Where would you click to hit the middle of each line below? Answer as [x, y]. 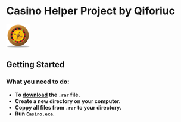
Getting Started [35, 65]
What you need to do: [38, 82]
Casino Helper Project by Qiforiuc [91, 11]
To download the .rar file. [47, 95]
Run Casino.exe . [35, 114]
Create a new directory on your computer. [68, 101]
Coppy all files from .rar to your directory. [68, 107]
